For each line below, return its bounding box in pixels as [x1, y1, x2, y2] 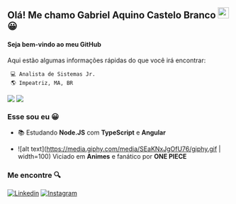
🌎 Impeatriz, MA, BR [10, 79, 74, 86]
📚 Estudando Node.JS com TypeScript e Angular [17, 128, 167, 137]
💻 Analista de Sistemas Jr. [10, 70, 96, 78]
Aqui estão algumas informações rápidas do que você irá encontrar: [7, 56, 206, 64]
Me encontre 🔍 [7, 170, 62, 180]
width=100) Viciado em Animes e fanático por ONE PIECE [17, 152, 187, 161]
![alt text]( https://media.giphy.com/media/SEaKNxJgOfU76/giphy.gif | [17, 144, 221, 153]
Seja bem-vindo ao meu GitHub [7, 40, 101, 48]
